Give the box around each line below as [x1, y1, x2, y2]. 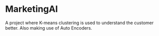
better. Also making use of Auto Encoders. [5, 25, 92, 31]
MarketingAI [5, 3, 58, 15]
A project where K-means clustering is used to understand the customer [5, 20, 154, 26]
